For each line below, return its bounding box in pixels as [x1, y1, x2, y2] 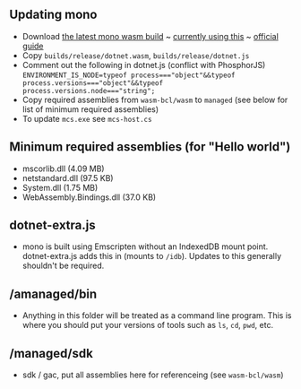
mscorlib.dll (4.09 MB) [21, 163, 105, 174]
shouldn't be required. [21, 260, 105, 272]
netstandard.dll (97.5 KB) [21, 172, 114, 183]
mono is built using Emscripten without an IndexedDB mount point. [21, 241, 269, 252]
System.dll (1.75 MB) [21, 182, 99, 193]
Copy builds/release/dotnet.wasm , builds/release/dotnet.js [21, 49, 250, 61]
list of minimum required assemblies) [21, 103, 159, 115]
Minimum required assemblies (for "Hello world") [9, 139, 291, 155]
